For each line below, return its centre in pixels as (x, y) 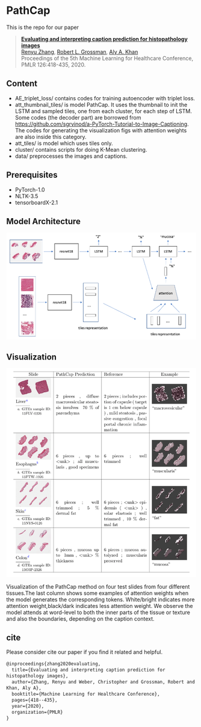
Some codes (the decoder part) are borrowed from (78, 117)
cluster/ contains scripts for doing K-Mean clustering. (81, 149)
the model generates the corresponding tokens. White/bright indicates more (100, 599)
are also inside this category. (51, 137)
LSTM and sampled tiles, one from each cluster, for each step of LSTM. (104, 111)
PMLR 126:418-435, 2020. (53, 65)
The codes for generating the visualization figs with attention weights (101, 130)
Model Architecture (44, 221)
